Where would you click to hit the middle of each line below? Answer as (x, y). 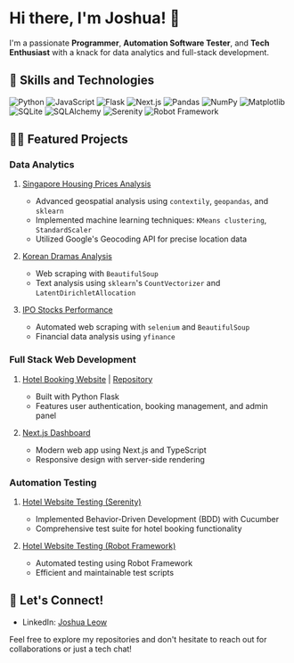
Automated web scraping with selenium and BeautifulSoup (143, 327)
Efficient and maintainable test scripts (105, 573)
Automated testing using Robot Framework (114, 563)
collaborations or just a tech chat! (70, 649)
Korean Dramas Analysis (67, 257)
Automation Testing (53, 482)
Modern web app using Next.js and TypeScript (121, 450)
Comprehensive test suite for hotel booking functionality (139, 528)
